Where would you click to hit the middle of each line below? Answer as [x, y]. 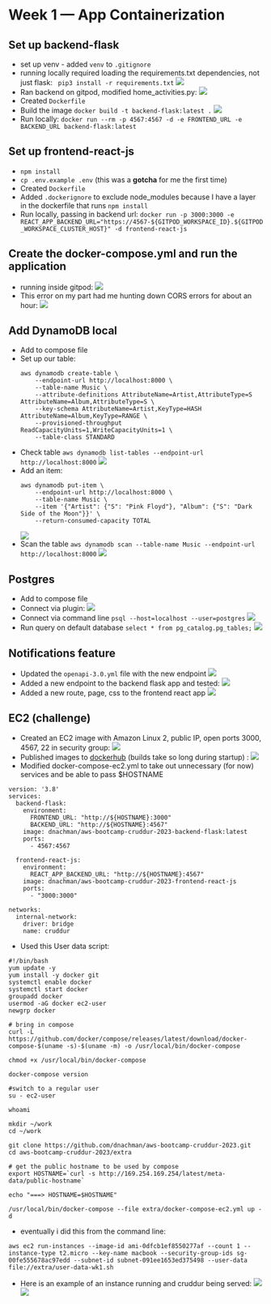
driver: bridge [49, 924]
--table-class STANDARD [75, 438]
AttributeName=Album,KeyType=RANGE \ [84, 416]
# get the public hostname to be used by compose [94, 1166]
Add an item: [41, 471]
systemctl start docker [49, 989]
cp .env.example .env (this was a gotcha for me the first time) [124, 179]
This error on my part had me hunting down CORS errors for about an [136, 295]
